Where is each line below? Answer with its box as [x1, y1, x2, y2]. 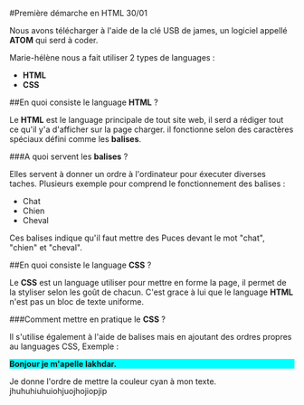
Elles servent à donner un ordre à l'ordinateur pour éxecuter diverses [9, 169, 267, 179]
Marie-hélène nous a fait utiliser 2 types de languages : [9, 52, 215, 62]
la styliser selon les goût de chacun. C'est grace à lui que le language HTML [9, 287, 294, 297]
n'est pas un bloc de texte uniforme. [9, 297, 145, 306]
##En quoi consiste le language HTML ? [9, 97, 158, 108]
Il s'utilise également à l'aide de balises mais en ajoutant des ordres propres [9, 332, 292, 342]
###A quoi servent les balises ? [9, 151, 128, 162]
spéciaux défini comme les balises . [9, 134, 142, 144]
